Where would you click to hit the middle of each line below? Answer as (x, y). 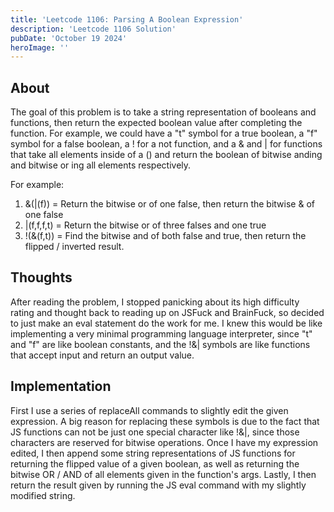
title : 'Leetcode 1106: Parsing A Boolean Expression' (127, 19)
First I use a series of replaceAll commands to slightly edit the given (149, 410)
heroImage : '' (40, 47)
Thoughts (41, 277)
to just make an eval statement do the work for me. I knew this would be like (166, 323)
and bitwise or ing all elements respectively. (101, 165)
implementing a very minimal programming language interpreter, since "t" (161, 333)
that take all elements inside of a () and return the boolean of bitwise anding (166, 155)
